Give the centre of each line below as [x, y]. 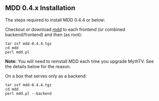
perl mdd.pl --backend [28, 93]
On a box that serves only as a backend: [46, 76]
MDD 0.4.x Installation [40, 8]
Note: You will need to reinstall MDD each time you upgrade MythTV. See [79, 61]
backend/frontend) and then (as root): [44, 34]
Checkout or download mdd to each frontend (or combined [65, 29]
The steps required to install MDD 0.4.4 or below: [55, 20]
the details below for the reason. [38, 66]
